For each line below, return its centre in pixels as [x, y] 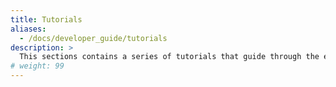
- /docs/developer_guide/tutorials [93, 38]
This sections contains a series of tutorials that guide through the [169, 57]
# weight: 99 [37, 66]
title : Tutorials [46, 19]
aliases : [28, 29]
